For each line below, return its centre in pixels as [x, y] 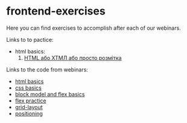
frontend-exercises [56, 11]
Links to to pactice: [30, 39]
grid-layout [29, 107]
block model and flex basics [50, 94]
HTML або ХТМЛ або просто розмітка [73, 58]
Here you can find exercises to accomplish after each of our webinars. [93, 28]
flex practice [30, 101]
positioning [29, 113]
